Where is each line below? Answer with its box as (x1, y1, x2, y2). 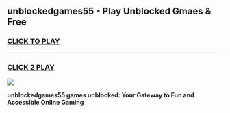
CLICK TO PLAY (7, 37, 60, 47)
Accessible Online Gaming (7, 98, 84, 106)
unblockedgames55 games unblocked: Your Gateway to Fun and (7, 90, 194, 99)
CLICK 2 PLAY (7, 62, 55, 72)
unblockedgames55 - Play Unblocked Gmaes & (7, 5, 212, 17)
